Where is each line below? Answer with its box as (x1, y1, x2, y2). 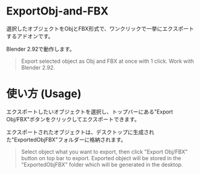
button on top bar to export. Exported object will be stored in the (21, 154, 181, 161)
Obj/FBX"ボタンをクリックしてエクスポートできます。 (6, 115, 140, 123)
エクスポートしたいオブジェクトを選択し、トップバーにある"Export (6, 108, 173, 115)
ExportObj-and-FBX (6, 4, 109, 18)
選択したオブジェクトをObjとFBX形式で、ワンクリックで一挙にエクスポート (6, 25, 195, 32)
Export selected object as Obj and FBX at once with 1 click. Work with (21, 57, 195, 65)
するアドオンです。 (6, 32, 54, 40)
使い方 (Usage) (6, 87, 82, 101)
